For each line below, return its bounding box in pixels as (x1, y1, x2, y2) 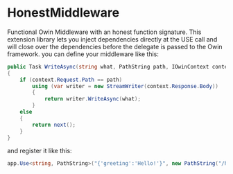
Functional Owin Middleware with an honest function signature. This (7, 28, 202, 36)
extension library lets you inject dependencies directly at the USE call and (7, 35, 218, 43)
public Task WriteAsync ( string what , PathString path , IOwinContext (7, 63, 209, 70)
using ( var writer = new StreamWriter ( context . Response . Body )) (32, 82, 218, 89)
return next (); (32, 121, 76, 128)
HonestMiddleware (7, 5, 120, 21)
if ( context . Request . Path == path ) (19, 76, 123, 83)
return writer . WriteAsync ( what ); (44, 96, 141, 103)
